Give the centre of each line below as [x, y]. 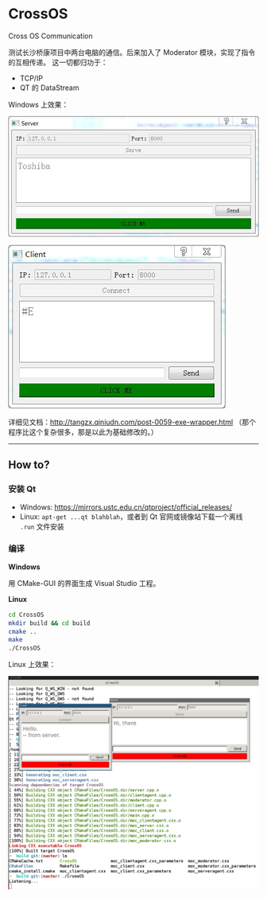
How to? [29, 465]
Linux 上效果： [32, 665]
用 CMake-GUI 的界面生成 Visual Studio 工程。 [84, 583]
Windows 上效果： [39, 104]
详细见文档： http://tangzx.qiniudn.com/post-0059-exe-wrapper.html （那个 [132, 422]
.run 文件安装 [42, 526]
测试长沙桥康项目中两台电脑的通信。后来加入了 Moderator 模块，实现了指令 [132, 52]
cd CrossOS [26, 615]
